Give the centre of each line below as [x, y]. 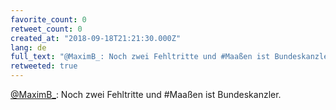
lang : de [28, 47]
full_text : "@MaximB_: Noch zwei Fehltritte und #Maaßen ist [140, 57]
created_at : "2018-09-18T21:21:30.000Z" [96, 38]
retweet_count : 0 [46, 29]
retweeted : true [44, 66]
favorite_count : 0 [48, 19]
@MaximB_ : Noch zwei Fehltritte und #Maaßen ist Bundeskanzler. [146, 94]
